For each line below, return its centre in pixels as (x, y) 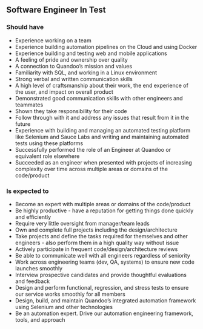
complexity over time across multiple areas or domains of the (92, 169)
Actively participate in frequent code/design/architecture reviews (96, 249)
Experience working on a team (53, 40)
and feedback (32, 281)
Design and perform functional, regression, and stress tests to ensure (102, 287)
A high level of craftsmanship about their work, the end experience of (102, 85)
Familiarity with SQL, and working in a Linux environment (86, 73)
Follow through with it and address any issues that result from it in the (102, 117)
